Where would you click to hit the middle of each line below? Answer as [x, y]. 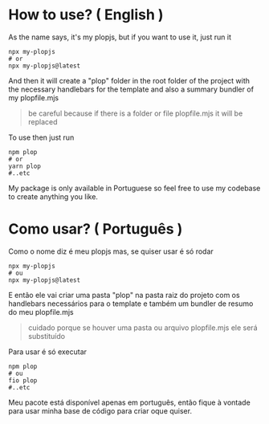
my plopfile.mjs [33, 97]
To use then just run [41, 137]
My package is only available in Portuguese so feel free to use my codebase [134, 188]
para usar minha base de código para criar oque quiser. [100, 410]
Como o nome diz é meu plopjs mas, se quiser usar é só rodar [111, 251]
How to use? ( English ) [86, 15]
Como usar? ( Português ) [96, 229]
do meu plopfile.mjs [41, 312]
